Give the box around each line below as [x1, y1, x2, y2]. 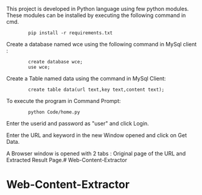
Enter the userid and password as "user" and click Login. [6, 120, 149, 127]
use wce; [28, 64, 50, 70]
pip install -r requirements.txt [28, 30, 113, 36]
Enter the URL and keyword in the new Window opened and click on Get [6, 132, 187, 139]
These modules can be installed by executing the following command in [6, 12, 186, 19]
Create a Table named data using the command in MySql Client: [6, 75, 166, 82]
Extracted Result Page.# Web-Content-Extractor [6, 157, 128, 163]
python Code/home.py [28, 109, 80, 115]
